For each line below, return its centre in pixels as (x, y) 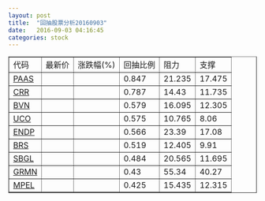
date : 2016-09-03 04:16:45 (56, 30)
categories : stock (38, 37)
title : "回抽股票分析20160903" (58, 23)
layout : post (30, 15)
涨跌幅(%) (97, 65)
